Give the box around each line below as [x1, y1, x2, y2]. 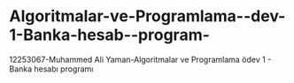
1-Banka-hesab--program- [9, 25, 211, 45]
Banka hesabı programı [9, 64, 94, 74]
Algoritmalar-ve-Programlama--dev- [9, 6, 286, 26]
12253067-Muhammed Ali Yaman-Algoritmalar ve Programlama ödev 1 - [9, 54, 272, 64]
